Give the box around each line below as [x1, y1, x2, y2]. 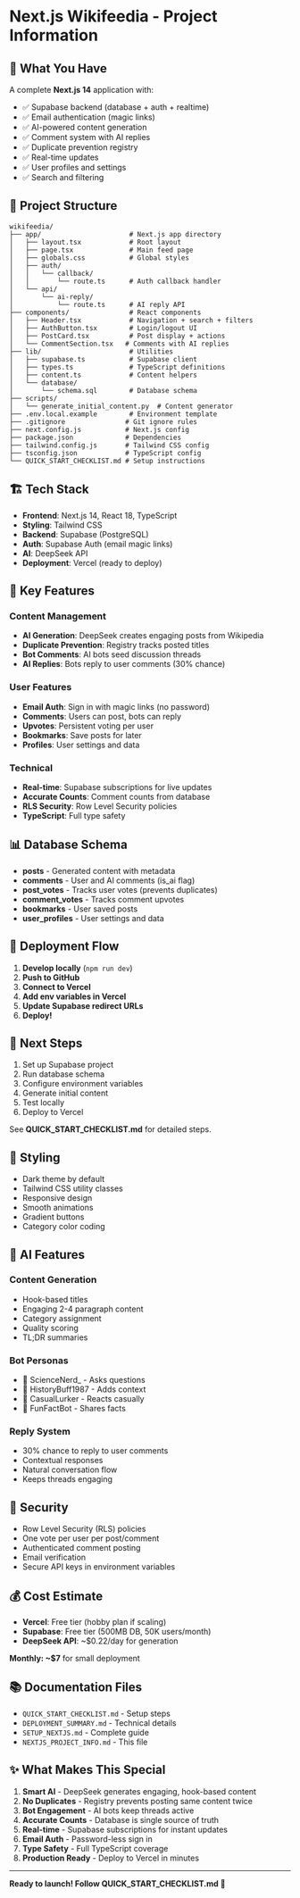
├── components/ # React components [9, 308, 202, 317]
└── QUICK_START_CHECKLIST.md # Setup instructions [9, 456, 205, 465]
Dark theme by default [21, 1174, 105, 1185]
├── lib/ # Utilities [9, 346, 174, 356]
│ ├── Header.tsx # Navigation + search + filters [9, 315, 254, 325]
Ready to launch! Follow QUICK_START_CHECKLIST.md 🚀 [9, 1877, 226, 1889]
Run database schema [21, 1069, 105, 1079]
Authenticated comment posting [21, 1543, 141, 1553]
